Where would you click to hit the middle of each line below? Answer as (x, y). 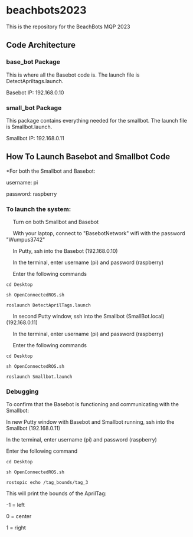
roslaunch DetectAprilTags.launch (49, 305)
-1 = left (16, 505)
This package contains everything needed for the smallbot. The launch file (97, 120)
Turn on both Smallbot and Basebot (56, 222)
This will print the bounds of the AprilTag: (56, 493)
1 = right (16, 528)
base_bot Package (33, 62)
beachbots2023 (46, 10)
